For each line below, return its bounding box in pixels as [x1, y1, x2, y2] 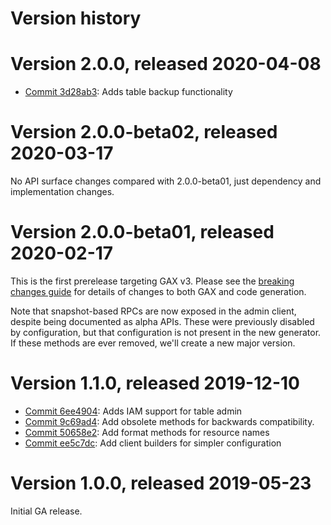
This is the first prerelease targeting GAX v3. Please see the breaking [10, 275, 295, 287]
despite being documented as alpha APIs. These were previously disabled [10, 316, 315, 327]
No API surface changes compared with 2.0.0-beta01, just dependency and [10, 175, 322, 187]
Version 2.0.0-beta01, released [10, 221, 275, 244]
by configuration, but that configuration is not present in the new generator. [10, 327, 322, 338]
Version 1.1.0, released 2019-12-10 [10, 372, 300, 395]
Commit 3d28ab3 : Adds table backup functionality [24, 86, 233, 98]
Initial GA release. [10, 505, 83, 517]
